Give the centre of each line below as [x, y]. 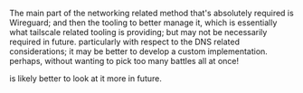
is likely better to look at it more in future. [86, 79]
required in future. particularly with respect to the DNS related [124, 42]
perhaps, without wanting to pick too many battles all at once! [124, 61]
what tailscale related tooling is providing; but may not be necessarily [138, 32]
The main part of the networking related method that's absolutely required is [151, 13]
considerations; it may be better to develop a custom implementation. [139, 51]
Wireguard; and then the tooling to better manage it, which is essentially [143, 23]
